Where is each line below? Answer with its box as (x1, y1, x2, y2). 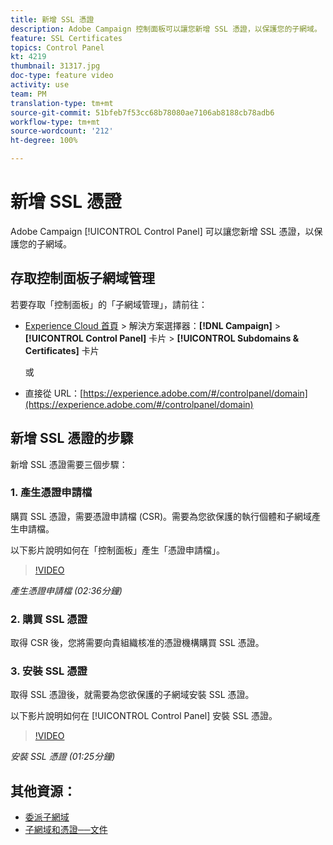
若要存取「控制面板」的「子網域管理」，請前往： (10, 298, 208, 310)
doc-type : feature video (10, 71, 114, 81)
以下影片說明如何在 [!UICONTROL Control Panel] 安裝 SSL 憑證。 (10, 710, 278, 722)
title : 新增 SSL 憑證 (10, 14, 95, 25)
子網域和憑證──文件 (24, 824, 108, 836)
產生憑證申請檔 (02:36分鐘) (10, 584, 123, 596)
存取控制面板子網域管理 (10, 270, 155, 287)
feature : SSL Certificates (10, 33, 123, 43)
